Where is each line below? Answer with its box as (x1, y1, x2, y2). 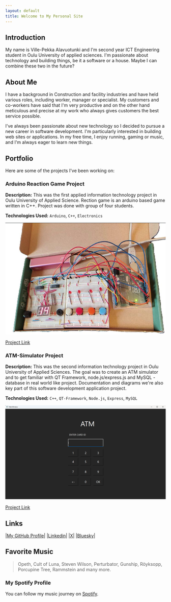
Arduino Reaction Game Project (5, 180, 85, 187)
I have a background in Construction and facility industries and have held (5, 91, 159, 98)
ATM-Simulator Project (5, 352, 64, 359)
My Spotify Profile (5, 579, 51, 586)
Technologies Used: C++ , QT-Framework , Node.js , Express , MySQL (5, 395, 137, 401)
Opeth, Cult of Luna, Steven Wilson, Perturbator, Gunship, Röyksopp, (17, 561, 163, 567)
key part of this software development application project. (5, 385, 127, 391)
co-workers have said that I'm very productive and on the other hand (5, 102, 150, 108)
